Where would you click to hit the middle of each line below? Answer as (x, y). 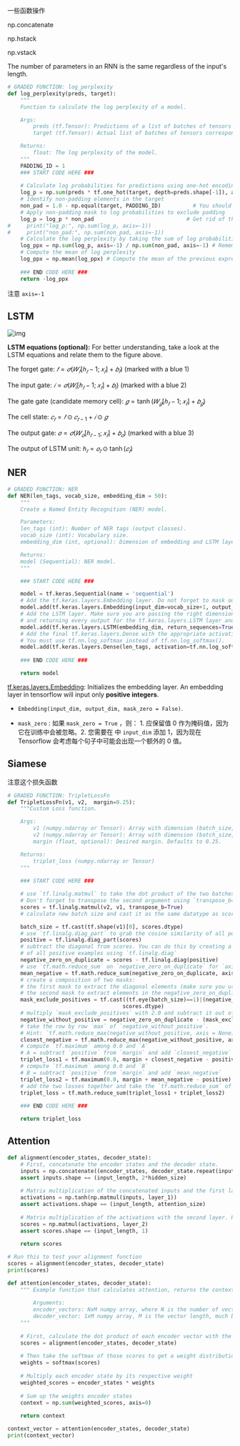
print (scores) (29, 1270)
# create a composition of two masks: (78, 980)
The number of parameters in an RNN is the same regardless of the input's (117, 66)
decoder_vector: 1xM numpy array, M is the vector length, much (131, 1317)
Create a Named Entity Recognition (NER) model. (94, 509)
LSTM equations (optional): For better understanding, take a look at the (113, 347)
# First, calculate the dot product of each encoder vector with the (126, 1336)
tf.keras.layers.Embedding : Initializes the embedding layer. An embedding (115, 687)
